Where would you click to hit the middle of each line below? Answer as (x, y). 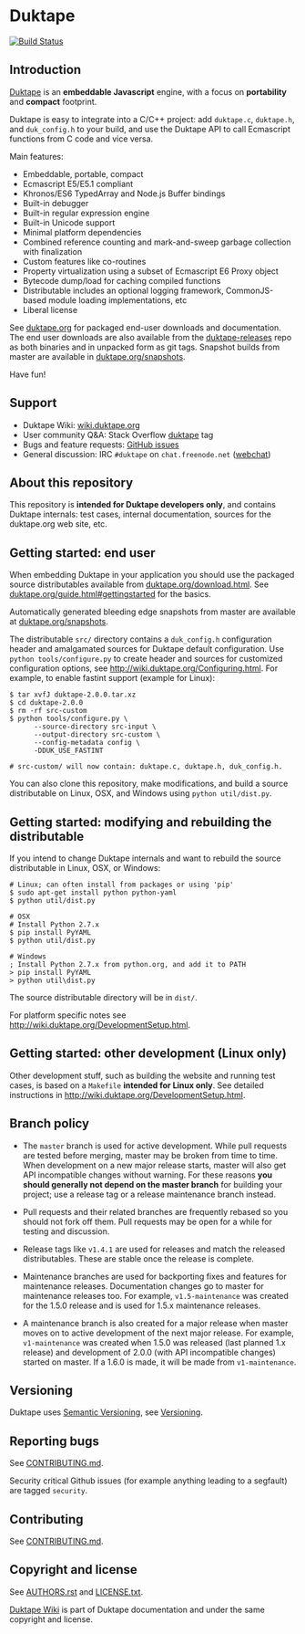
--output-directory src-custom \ (97, 735)
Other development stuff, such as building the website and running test (142, 1075)
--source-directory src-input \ (95, 727)
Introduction (46, 70)
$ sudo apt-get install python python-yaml (93, 893)
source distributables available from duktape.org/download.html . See (139, 584)
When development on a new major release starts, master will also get (154, 1165)
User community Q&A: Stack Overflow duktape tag (118, 435)
